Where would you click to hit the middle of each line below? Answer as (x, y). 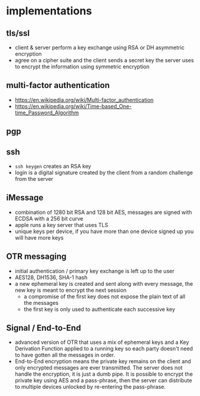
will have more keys (39, 237)
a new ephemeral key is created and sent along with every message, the (104, 283)
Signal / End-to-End (44, 328)
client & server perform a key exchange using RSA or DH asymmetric (100, 47)
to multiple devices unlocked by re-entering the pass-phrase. (90, 387)
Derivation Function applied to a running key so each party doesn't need (104, 349)
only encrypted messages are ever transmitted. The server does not (99, 368)
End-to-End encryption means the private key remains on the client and (103, 361)
